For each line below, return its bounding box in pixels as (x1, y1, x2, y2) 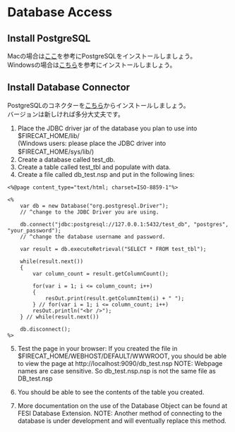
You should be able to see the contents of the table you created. (17, 388, 205, 396)
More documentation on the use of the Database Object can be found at (17, 401, 228, 409)
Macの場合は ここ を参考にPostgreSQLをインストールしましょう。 (7, 52, 196, 60)
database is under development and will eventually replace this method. (17, 416, 227, 425)
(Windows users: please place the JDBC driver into (17, 139, 167, 147)
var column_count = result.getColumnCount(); (32, 270, 169, 277)
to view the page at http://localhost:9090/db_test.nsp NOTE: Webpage (17, 359, 223, 367)
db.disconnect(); (20, 326, 71, 333)
